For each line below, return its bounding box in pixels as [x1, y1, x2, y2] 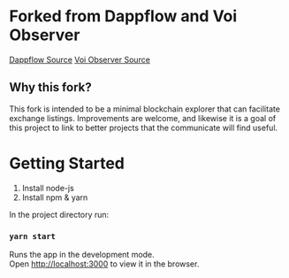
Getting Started [9, 153, 125, 174]
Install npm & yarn [21, 192, 88, 203]
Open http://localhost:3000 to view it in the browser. [9, 259, 200, 269]
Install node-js [21, 182, 75, 193]
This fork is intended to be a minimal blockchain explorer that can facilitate [9, 104, 281, 114]
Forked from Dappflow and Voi [9, 6, 238, 27]
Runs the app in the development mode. [9, 249, 155, 259]
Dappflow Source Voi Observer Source [9, 54, 150, 65]
